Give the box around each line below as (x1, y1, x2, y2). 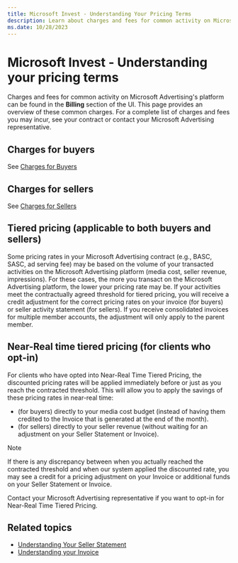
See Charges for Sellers (7, 202, 76, 210)
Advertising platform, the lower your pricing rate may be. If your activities (7, 282, 221, 291)
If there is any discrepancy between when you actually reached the (7, 457, 204, 466)
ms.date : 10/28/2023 (7, 23, 69, 31)
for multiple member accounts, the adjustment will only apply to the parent (7, 312, 225, 321)
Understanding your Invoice (17, 548, 99, 557)
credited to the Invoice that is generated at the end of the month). (17, 415, 209, 423)
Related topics (7, 521, 72, 533)
